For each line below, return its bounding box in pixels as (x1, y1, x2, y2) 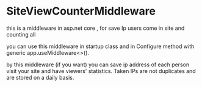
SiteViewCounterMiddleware (6, 4, 156, 18)
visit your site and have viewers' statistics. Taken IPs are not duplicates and (6, 67, 197, 74)
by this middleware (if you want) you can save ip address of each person (6, 61, 190, 68)
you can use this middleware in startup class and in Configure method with (6, 43, 195, 50)
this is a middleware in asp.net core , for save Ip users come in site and (6, 24, 185, 32)
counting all (6, 30, 36, 38)
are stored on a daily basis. (6, 74, 74, 81)
